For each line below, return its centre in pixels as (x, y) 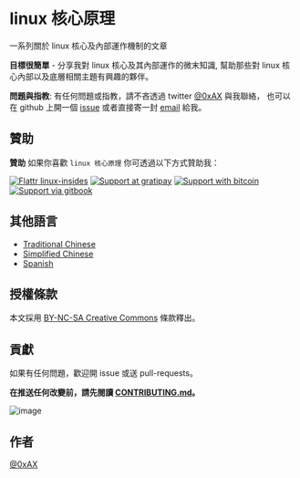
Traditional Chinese (59, 244)
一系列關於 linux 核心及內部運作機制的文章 (88, 46)
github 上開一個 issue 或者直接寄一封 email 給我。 (113, 107)
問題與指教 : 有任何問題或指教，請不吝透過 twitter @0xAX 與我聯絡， (137, 96)
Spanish (38, 263)
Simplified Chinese (58, 254)
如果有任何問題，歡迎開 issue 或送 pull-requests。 (103, 373)
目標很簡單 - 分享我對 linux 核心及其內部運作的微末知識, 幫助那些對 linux (145, 65)
